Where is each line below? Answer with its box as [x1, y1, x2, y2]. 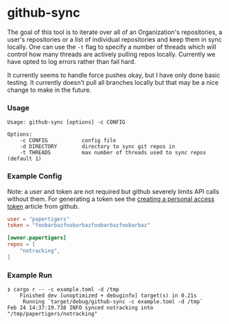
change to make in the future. [7, 86, 92, 94]
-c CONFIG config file [19, 137, 117, 144]
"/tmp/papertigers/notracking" [7, 311, 98, 318]
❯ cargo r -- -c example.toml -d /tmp [7, 286, 119, 293]
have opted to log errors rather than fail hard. [7, 57, 137, 65]
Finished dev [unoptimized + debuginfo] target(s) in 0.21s [19, 292, 197, 300]
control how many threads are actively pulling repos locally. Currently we [7, 50, 216, 58]
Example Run [7, 270, 53, 280]
